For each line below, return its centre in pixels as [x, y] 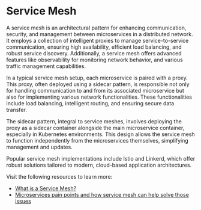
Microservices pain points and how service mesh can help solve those [102, 194]
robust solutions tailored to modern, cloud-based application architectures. [99, 165]
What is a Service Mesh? [46, 188]
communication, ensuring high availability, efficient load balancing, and [94, 47]
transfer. [16, 110]
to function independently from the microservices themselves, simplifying [97, 140]
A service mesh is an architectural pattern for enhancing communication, [96, 28]
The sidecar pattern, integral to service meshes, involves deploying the [94, 121]
